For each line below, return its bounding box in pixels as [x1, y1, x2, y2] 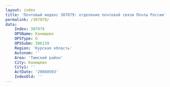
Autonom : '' [14, 50, 40, 55]
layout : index [5, 7, 36, 13]
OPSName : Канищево [14, 31, 54, 36]
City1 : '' [14, 64, 36, 70]
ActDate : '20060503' [14, 70, 59, 75]
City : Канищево [14, 60, 47, 65]
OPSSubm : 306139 [14, 41, 50, 46]
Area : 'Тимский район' [14, 55, 63, 60]
